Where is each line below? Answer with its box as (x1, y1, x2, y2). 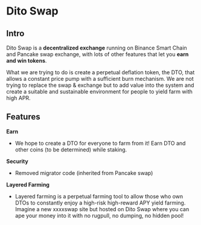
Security (6, 157, 28, 165)
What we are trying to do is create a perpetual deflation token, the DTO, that (6, 69, 195, 76)
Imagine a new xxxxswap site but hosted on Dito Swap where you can (14, 205, 190, 212)
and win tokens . (6, 57, 47, 64)
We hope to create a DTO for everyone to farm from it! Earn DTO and (14, 139, 186, 147)
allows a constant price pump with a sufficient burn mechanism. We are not (6, 75, 194, 82)
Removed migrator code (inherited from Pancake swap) (14, 169, 153, 176)
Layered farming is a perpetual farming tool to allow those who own (14, 192, 183, 200)
